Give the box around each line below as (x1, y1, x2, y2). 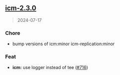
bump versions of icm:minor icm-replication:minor (12, 41, 115, 47)
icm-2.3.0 (5, 4, 37, 12)
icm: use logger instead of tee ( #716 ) (12, 65, 88, 71)
